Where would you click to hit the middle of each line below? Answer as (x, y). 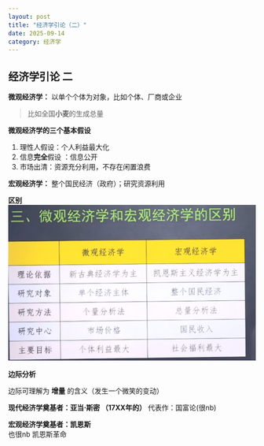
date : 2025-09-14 (37, 33)
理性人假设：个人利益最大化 (64, 147)
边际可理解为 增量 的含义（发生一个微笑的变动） (86, 391)
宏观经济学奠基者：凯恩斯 (49, 425)
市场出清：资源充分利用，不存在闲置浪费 (85, 167)
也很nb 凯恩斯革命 (37, 434)
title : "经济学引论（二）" (48, 25)
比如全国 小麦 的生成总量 (65, 113)
